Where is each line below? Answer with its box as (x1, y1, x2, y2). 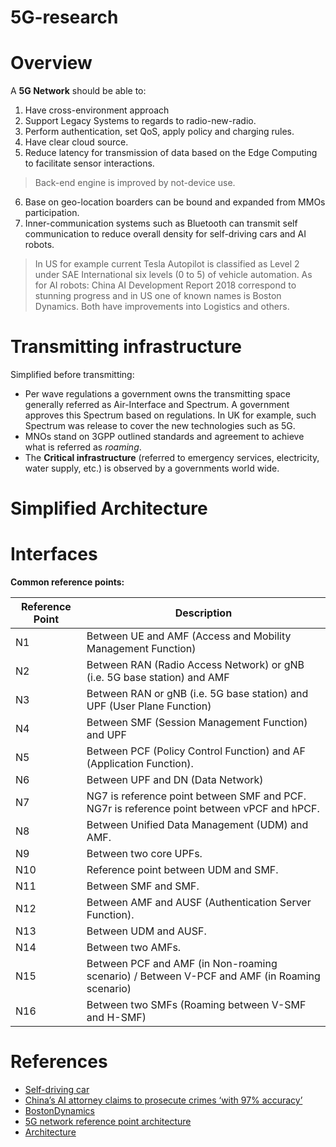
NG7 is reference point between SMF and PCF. (86, 789, 307, 803)
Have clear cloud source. (24, 136, 129, 148)
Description (174, 606, 233, 620)
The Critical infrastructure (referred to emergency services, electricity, (24, 452, 320, 464)
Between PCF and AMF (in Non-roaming (86, 957, 278, 971)
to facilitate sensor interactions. (24, 157, 155, 170)
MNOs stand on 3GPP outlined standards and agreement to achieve (24, 431, 305, 443)
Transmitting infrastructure (10, 336, 242, 358)
